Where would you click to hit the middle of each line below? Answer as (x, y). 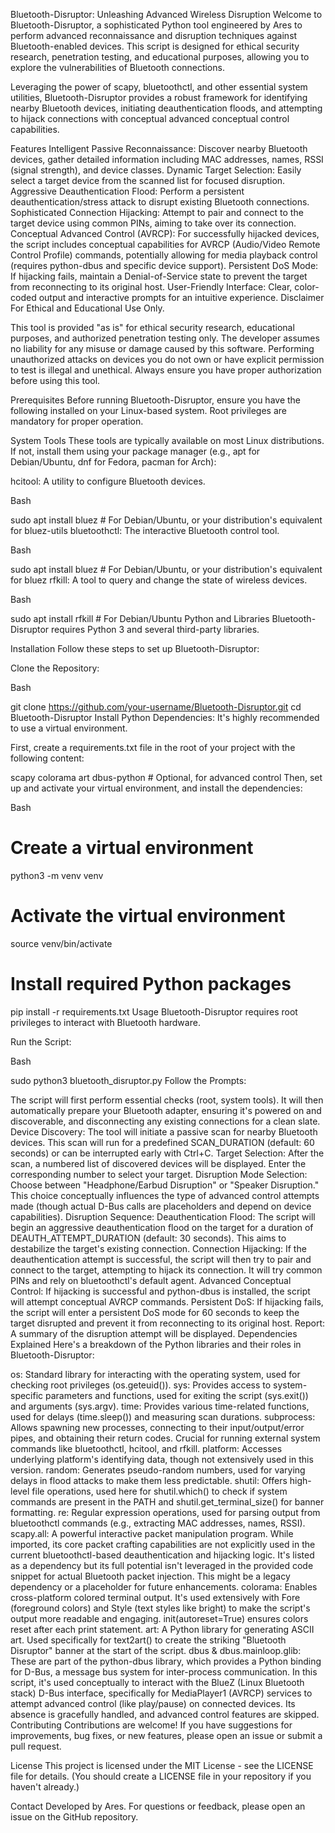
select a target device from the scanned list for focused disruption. (148, 180)
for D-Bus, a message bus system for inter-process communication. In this (164, 1671)
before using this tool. (55, 380)
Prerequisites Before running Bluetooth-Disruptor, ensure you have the (156, 400)
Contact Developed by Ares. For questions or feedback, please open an (158, 1806)
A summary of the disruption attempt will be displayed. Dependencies (154, 1333)
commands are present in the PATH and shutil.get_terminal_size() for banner (167, 1501)
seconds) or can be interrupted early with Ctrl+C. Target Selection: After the (167, 1153)
